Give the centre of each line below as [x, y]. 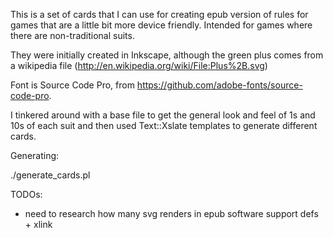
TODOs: [26, 194]
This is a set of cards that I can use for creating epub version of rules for [159, 14]
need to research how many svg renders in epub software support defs [171, 213]
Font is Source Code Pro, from [72, 85]
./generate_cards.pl [50, 175]
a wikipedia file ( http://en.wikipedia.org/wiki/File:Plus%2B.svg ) [139, 65]
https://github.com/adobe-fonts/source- [219, 85]
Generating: [35, 155]
